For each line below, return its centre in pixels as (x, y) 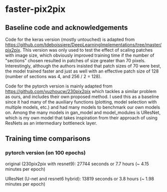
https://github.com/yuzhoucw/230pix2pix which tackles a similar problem (81, 91)
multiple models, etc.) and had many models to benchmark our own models (83, 107)
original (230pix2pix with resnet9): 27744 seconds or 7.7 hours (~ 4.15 (77, 164)
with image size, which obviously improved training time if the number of (80, 55)
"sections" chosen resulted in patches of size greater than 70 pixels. (76, 60)
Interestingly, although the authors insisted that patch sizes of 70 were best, (83, 66)
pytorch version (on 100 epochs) (45, 153)
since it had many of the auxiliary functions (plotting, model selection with (81, 102)
